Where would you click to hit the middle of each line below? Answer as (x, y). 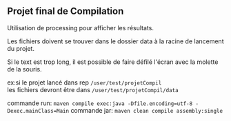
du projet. (21, 48)
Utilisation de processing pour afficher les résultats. (80, 27)
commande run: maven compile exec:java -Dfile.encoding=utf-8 (100, 103)
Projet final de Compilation (66, 11)
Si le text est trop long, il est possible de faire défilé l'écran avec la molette (113, 62)
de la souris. (25, 69)
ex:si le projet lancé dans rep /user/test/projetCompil (84, 82)
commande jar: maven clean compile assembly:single (147, 110)
